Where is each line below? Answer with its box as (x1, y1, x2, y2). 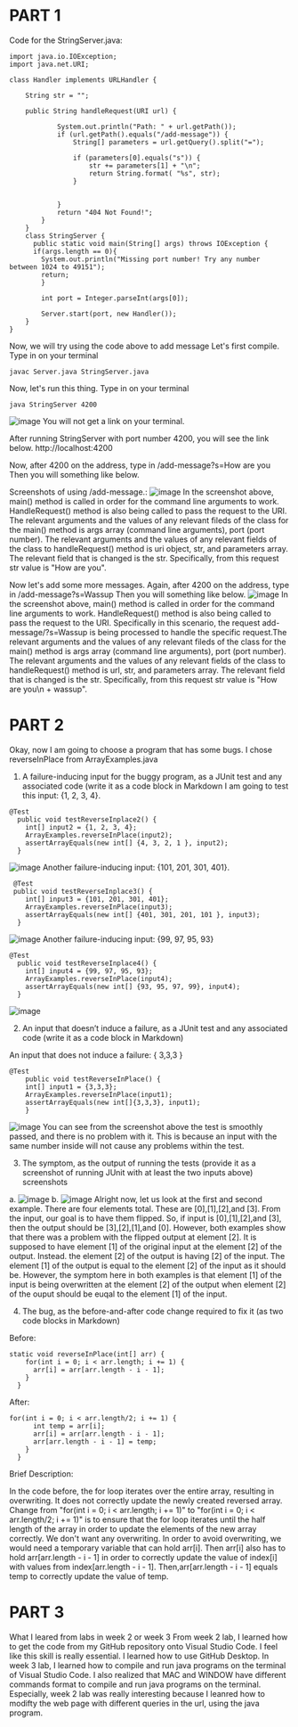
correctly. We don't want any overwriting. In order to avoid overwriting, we (9, 1533, 282, 1543)
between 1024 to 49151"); (9, 262, 105, 272)
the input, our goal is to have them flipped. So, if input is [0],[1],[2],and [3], (9, 1213, 282, 1224)
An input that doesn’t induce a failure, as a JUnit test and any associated (21, 1022, 288, 1034)
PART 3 (9, 1602, 65, 1623)
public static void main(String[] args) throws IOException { (32, 239, 269, 248)
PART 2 (9, 715, 65, 735)
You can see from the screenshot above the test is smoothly (43, 1121, 263, 1132)
